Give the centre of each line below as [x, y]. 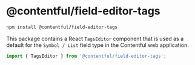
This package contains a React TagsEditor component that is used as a [95, 39]
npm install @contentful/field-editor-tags [62, 27]
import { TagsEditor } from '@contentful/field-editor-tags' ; [86, 56]
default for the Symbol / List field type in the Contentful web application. [98, 45]
